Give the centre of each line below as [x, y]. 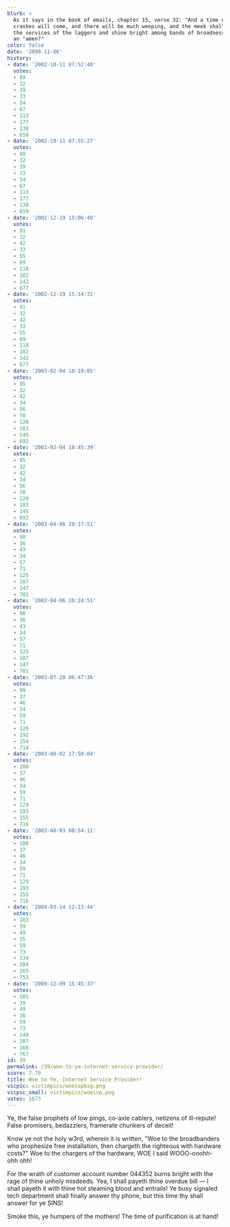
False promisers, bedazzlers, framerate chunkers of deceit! [91, 1125]
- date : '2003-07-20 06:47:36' [52, 677]
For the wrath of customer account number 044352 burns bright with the [110, 1174]
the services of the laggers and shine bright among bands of [104, 33]
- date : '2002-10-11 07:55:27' [52, 141]
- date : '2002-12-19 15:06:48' [52, 218]
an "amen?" [29, 39]
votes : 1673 [24, 1099]
